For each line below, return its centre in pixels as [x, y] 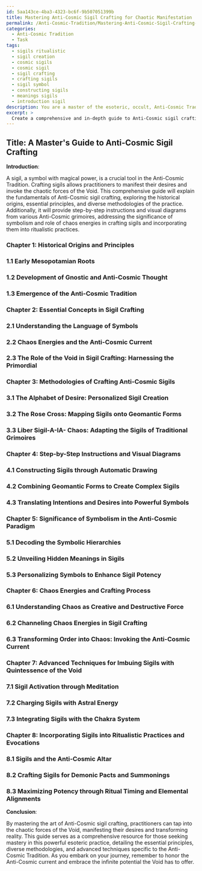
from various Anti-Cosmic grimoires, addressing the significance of [90, 217]
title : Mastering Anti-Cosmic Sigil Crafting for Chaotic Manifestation [99, 17]
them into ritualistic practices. [43, 229]
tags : [13, 46]
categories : [21, 29]
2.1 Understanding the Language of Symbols [72, 326]
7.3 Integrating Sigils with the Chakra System [73, 719]
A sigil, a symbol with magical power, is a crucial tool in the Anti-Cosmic [95, 178]
